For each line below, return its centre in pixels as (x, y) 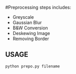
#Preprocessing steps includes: (38, 7)
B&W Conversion (30, 28)
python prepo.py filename (32, 66)
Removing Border (31, 39)
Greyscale (23, 17)
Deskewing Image (31, 33)
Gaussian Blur (27, 23)
